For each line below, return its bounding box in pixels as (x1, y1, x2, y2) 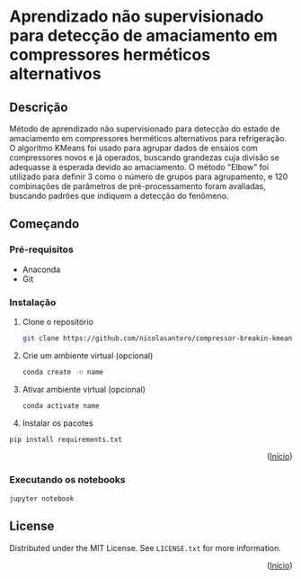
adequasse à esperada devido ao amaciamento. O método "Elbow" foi (9, 162, 270, 172)
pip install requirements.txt (9, 435, 123, 444)
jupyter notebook (9, 493, 75, 503)
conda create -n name (22, 367, 103, 376)
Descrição (9, 99, 68, 114)
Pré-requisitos (9, 243, 74, 256)
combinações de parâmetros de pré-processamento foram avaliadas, (9, 181, 267, 191)
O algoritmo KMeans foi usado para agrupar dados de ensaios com (9, 142, 258, 153)
